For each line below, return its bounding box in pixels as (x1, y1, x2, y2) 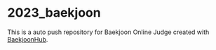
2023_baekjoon (7, 5, 101, 21)
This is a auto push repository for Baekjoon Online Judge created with (7, 28, 210, 36)
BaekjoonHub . (7, 35, 48, 43)
